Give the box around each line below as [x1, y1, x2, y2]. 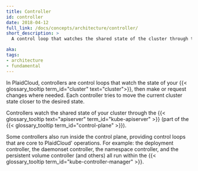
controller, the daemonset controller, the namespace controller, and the [6, 145, 179, 153]
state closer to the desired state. [6, 98, 85, 105]
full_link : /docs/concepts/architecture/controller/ [6, 25, 138, 31]
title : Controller [6, 8, 51, 15]
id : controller [6, 14, 44, 20]
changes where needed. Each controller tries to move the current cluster [6, 92, 183, 99]
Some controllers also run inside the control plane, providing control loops [6, 133, 186, 140]
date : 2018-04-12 [6, 19, 49, 25]
